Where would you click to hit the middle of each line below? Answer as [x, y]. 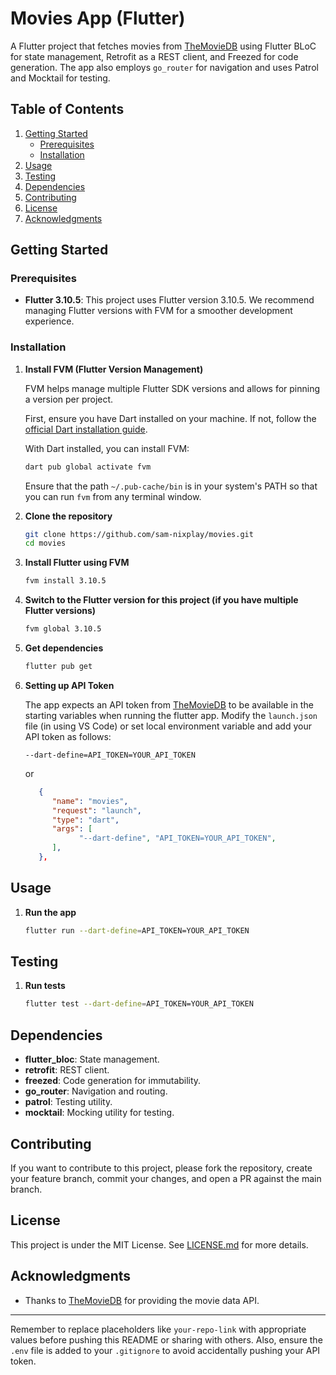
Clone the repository [68, 516]
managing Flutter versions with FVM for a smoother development [158, 311]
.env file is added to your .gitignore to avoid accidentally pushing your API [165, 1350]
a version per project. [69, 399]
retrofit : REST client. [67, 1070]
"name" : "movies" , [90, 801]
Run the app [50, 912]
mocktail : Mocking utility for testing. [99, 1113]
